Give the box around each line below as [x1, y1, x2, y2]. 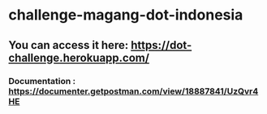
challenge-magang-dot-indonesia [8, 6, 243, 24]
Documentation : [8, 75, 76, 86]
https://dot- [131, 38, 192, 52]
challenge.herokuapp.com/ [8, 50, 150, 64]
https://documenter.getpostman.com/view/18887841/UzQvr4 [8, 85, 259, 97]
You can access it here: [8, 38, 129, 52]
